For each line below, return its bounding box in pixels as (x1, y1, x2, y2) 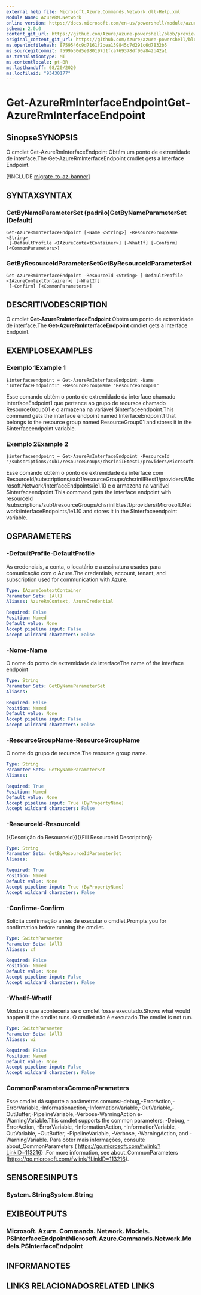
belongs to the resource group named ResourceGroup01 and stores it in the (6, 418, 193, 426)
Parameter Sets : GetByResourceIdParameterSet (6, 851, 121, 857)
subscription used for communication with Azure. (6, 576, 128, 583)
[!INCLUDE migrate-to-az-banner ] (6, 173, 90, 180)
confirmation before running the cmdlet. (6, 923, 105, 931)
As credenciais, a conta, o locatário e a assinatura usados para (6, 563, 162, 570)
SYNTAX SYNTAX (6, 190, 73, 201)
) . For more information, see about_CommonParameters (41, 1149, 178, 1156)
